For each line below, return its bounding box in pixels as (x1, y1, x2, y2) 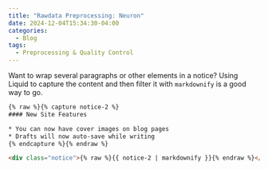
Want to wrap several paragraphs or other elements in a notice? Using (8, 71, 238, 80)
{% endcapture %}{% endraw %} (8, 140, 109, 148)
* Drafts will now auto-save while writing (8, 132, 156, 140)
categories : (8, 26, 48, 34)
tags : (8, 42, 26, 49)
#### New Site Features (8, 110, 88, 118)
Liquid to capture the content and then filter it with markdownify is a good (8, 79, 246, 89)
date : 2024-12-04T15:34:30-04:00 (8, 19, 120, 27)
